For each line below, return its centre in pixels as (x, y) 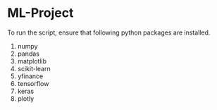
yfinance (30, 76)
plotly (26, 98)
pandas (29, 54)
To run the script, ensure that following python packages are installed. (109, 32)
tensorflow (33, 83)
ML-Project (41, 13)
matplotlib (32, 61)
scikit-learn (34, 68)
